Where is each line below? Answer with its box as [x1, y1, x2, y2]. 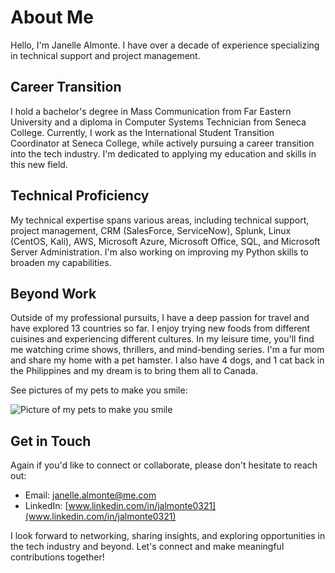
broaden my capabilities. [10, 256, 112, 268]
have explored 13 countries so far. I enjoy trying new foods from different [10, 322, 311, 335]
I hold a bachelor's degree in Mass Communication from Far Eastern [10, 105, 292, 117]
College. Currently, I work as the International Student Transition [10, 126, 275, 138]
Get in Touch [10, 432, 92, 450]
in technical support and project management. [10, 49, 201, 61]
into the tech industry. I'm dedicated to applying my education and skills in [10, 147, 317, 160]
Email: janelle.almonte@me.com [24, 489, 157, 501]
